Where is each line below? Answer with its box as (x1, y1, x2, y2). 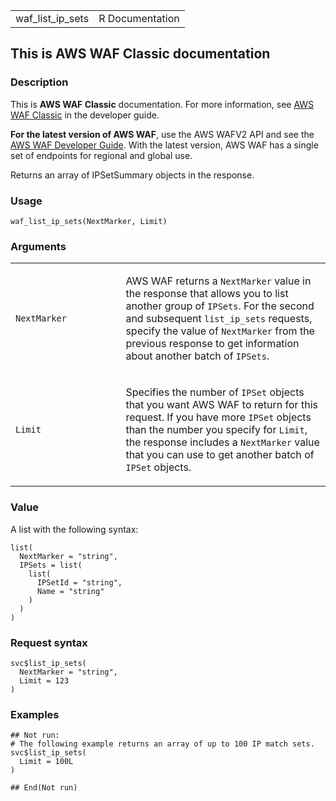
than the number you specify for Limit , (125, 423, 308, 437)
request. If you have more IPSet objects (125, 410, 312, 424)
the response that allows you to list (125, 287, 289, 301)
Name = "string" (36, 586, 105, 596)
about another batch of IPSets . (125, 349, 270, 363)
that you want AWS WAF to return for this (125, 398, 318, 412)
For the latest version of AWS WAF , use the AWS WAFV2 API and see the (10, 128, 315, 140)
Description (10, 75, 69, 89)
